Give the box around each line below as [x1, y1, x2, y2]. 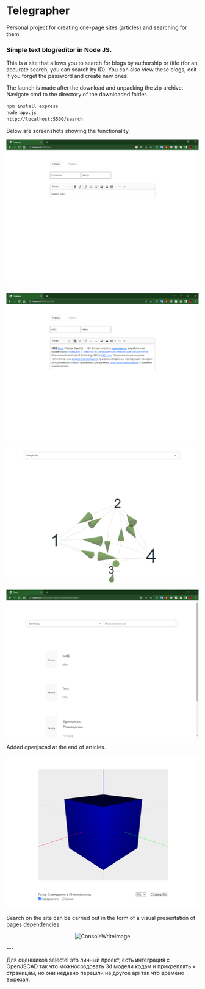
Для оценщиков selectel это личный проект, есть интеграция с [6, 956, 170, 964]
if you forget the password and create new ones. [6, 73, 129, 80]
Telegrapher [6, 4, 70, 18]
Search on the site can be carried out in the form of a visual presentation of [6, 915, 196, 922]
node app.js [6, 110, 37, 116]
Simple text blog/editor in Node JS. [6, 45, 112, 54]
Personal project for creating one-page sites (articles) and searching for [6, 24, 187, 31]
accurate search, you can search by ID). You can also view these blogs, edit [6, 66, 197, 73]
